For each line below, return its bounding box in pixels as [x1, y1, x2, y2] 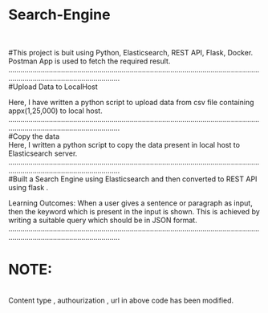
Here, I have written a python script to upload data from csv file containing [8, 97, 254, 107]
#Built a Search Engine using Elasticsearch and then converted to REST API [8, 174, 258, 184]
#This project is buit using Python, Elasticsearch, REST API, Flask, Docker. [8, 47, 254, 57]
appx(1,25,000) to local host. [8, 106, 103, 116]
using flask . [8, 182, 49, 192]
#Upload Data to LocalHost [8, 82, 98, 91]
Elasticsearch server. [8, 148, 78, 158]
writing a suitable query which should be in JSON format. [8, 215, 198, 225]
